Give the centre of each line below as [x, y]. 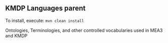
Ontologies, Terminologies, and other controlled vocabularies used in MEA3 [84, 30]
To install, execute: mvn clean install [45, 20]
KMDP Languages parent [46, 8]
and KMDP [16, 35]
